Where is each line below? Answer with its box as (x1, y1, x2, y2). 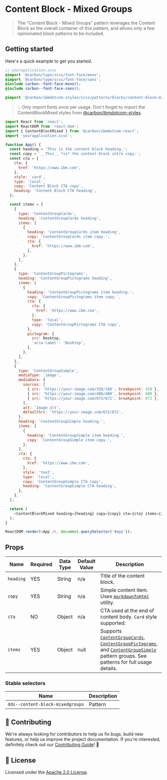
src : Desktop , (31, 336, 61, 341)
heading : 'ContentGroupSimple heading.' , (18, 419, 106, 424)
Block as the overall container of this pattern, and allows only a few (17, 25, 155, 31)
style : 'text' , (23, 469, 55, 475)
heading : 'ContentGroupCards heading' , (18, 216, 101, 221)
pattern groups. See (100, 652, 147, 659)
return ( (9, 506, 28, 511)
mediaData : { (18, 378, 46, 383)
